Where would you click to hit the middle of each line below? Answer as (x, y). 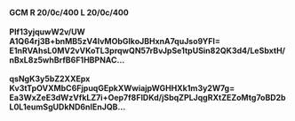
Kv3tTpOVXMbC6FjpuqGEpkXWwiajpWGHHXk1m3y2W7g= (122, 88)
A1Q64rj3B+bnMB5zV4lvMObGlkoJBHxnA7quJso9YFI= (115, 42)
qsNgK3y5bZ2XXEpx (50, 79)
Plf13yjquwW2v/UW (48, 32)
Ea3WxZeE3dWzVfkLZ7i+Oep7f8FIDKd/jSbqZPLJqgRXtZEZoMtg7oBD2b (147, 98)
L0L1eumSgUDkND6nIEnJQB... (68, 107)
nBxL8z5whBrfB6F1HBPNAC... (67, 60)
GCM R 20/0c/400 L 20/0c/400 (69, 12)
